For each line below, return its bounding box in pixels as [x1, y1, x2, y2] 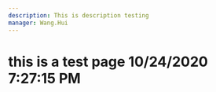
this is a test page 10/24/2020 [8, 53, 208, 71]
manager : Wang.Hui [8, 19, 68, 27]
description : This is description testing [8, 11, 149, 20]
